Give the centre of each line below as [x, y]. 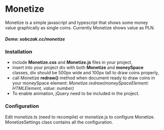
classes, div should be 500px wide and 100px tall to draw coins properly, [85, 73]
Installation [19, 51]
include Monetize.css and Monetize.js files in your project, [72, 63]
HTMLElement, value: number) [43, 88]
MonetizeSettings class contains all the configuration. [59, 122]
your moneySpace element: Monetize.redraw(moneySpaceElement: [81, 83]
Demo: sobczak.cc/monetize [35, 39]
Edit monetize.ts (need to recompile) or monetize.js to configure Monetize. [80, 117]
